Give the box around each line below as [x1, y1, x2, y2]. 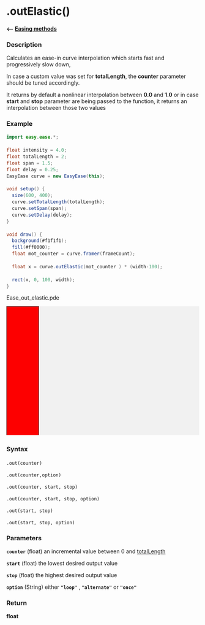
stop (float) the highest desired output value [6, 571, 117, 578]
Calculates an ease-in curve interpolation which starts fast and [6, 54, 165, 62]
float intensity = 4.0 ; [6, 147, 67, 153]
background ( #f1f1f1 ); [12, 238, 67, 244]
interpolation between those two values [6, 104, 106, 112]
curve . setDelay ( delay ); [12, 212, 72, 218]
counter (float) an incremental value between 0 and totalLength [6, 548, 166, 555]
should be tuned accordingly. [6, 79, 80, 87]
